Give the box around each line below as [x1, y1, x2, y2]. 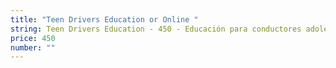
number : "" [10, 42, 56, 53]
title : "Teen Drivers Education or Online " [10, 14, 199, 25]
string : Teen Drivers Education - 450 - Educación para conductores [10, 24, 302, 34]
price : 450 [10, 33, 56, 43]
